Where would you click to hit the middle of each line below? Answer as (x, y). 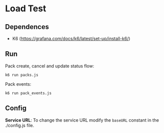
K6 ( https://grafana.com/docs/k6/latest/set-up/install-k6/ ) (71, 38)
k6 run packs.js (22, 75)
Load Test (26, 9)
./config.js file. (20, 125)
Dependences (27, 27)
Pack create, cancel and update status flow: (50, 66)
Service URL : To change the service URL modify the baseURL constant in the (82, 120)
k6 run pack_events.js (28, 93)
